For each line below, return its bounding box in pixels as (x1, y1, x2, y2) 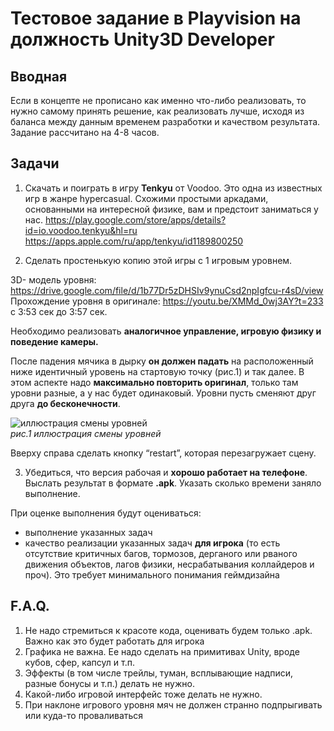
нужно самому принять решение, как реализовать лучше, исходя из (10, 105, 305, 117)
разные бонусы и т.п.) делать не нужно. (24, 677, 195, 689)
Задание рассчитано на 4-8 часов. (10, 127, 160, 138)
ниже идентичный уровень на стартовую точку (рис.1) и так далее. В (10, 365, 305, 377)
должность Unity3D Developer (10, 28, 275, 51)
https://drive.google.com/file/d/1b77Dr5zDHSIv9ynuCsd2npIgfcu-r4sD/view (10, 284, 324, 296)
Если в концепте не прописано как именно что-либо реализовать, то (10, 95, 307, 106)
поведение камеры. (10, 335, 99, 347)
